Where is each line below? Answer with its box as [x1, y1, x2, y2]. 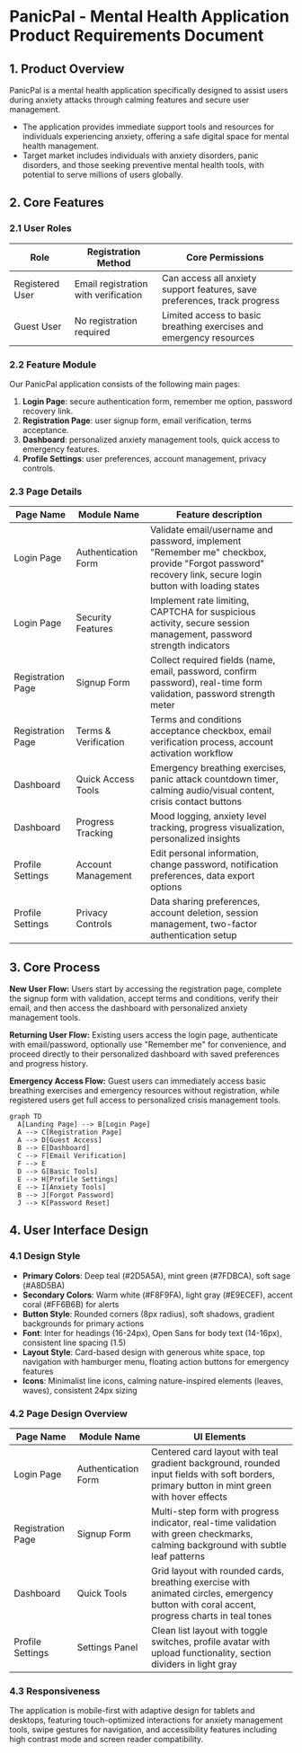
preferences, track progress [161, 294, 280, 306]
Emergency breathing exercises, [149, 762, 287, 775]
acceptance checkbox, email [149, 725, 272, 738]
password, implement [149, 535, 242, 547]
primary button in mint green [151, 1480, 272, 1492]
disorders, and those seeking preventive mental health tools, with [22, 160, 265, 170]
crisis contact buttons [149, 795, 243, 808]
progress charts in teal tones [151, 1610, 272, 1623]
